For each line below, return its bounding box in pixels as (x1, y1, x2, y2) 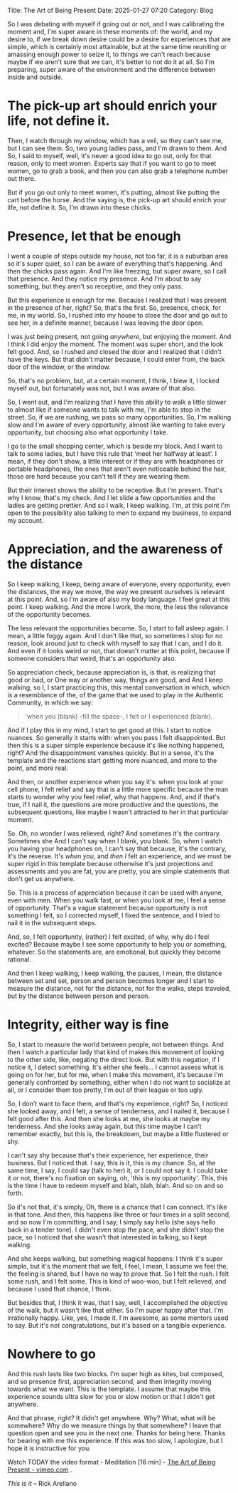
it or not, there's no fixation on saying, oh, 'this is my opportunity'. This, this (7, 1173, 228, 1182)
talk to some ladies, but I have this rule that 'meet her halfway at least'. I (7, 449, 217, 458)
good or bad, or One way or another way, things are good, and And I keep (7, 675, 224, 684)
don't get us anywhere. (7, 874, 75, 883)
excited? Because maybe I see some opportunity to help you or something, (7, 940, 227, 948)
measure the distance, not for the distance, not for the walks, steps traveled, (7, 984, 231, 992)
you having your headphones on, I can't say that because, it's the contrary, (7, 844, 227, 853)
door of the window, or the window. (7, 363, 112, 371)
